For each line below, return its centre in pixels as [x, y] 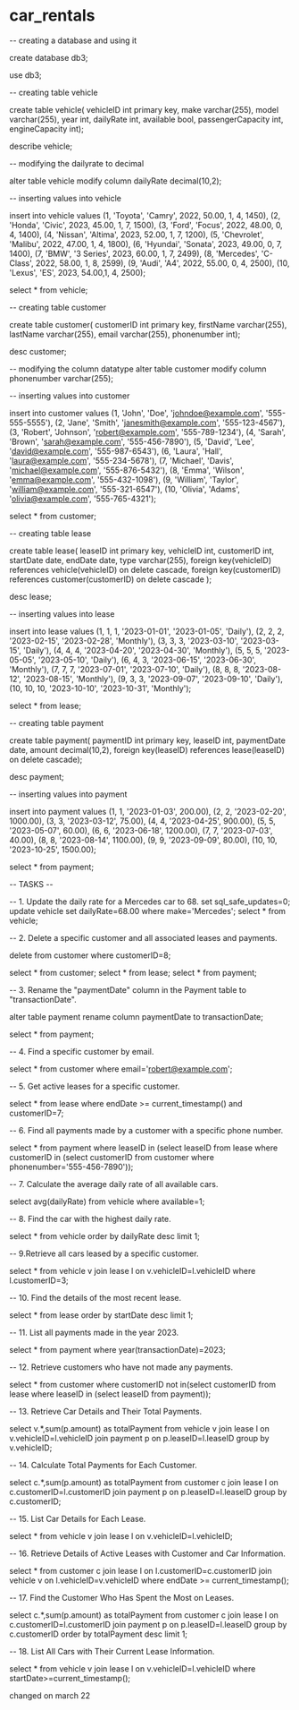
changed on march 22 [50, 1695]
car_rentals [52, 16]
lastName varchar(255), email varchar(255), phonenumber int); [125, 334]
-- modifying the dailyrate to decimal [77, 163]
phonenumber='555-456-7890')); [71, 1167]
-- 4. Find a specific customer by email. [82, 1051]
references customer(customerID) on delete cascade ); [111, 579]
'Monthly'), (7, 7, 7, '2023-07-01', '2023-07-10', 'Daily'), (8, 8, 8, [125, 669]
